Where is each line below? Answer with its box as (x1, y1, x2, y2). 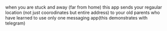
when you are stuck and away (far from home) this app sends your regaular (5, 4, 162, 10)
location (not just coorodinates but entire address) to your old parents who (5, 9, 160, 15)
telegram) (5, 20, 26, 26)
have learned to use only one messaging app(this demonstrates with (5, 15, 148, 20)
